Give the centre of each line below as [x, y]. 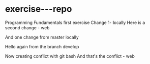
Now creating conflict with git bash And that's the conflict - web [70, 56]
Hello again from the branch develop [42, 46]
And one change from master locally [42, 37]
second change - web [28, 27]
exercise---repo [39, 9]
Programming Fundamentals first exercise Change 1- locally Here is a [75, 22]
